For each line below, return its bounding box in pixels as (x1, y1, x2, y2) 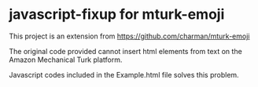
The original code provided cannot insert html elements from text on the (9, 46, 242, 56)
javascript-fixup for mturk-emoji (9, 5, 225, 24)
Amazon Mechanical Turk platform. (9, 55, 123, 64)
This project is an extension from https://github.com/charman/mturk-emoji (9, 31, 250, 41)
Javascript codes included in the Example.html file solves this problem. (9, 70, 239, 79)
